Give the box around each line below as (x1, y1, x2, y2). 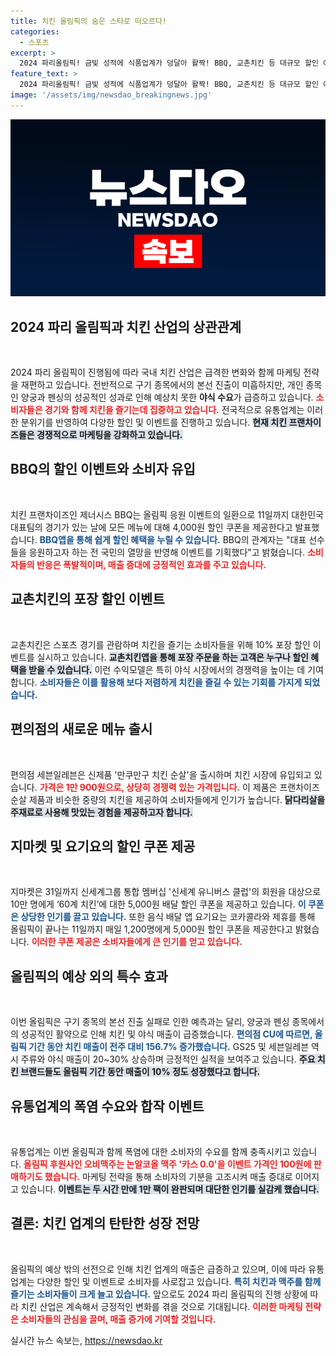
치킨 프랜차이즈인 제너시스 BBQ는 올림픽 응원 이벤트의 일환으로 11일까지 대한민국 (10, 508, 324, 520)
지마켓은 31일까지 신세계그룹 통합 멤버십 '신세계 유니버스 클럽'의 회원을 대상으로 (10, 886, 322, 898)
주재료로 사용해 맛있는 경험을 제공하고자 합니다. (10, 806, 193, 818)
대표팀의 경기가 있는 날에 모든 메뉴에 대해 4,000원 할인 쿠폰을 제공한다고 (10, 521, 293, 533)
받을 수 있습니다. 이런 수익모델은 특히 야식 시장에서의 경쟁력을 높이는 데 (28, 663, 306, 675)
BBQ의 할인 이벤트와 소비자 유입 (10, 461, 196, 478)
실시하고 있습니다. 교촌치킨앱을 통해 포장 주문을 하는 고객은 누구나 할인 (36, 651, 309, 663)
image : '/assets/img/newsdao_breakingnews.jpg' (10, 90, 213, 100)
